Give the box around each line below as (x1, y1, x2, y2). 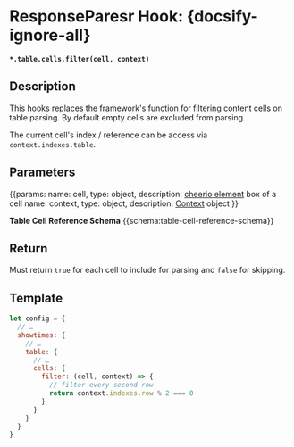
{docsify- (186, 6, 259, 27)
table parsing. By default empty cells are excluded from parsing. (9, 112, 246, 122)
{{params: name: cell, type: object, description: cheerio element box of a (9, 188, 277, 199)
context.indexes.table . (9, 138, 97, 149)
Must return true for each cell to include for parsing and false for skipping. (9, 265, 286, 276)
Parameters (9, 165, 76, 180)
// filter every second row (48, 381, 154, 390)
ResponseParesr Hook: (9, 6, 184, 27)
